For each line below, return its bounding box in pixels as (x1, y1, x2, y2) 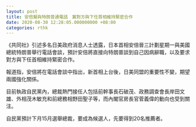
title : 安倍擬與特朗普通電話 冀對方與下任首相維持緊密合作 (6, 14, 133, 20)
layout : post (6, 8, 38, 15)
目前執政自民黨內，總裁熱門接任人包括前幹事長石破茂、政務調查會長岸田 (6, 88, 180, 95)
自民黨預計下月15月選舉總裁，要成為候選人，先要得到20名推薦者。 (6, 115, 166, 122)
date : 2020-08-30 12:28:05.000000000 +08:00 (6, 19, 116, 25)
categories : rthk (6, 24, 48, 31)
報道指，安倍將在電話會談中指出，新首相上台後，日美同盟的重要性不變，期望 (6, 68, 190, 76)
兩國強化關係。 (6, 76, 42, 83)
